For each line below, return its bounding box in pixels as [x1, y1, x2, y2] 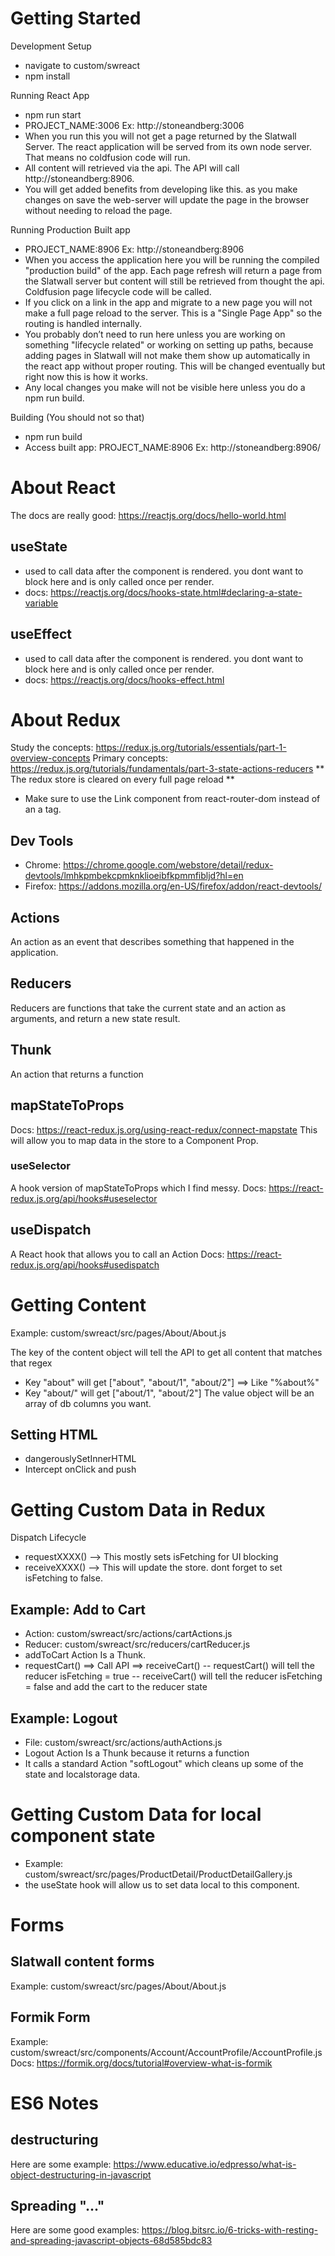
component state [10, 1825, 156, 1847]
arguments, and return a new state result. [10, 1012, 181, 1024]
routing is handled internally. [24, 317, 143, 329]
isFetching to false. [24, 1572, 103, 1584]
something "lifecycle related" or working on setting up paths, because [24, 338, 314, 351]
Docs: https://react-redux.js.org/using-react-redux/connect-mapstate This [10, 1123, 318, 1136]
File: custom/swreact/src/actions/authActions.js [24, 1736, 223, 1748]
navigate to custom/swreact [24, 59, 141, 71]
